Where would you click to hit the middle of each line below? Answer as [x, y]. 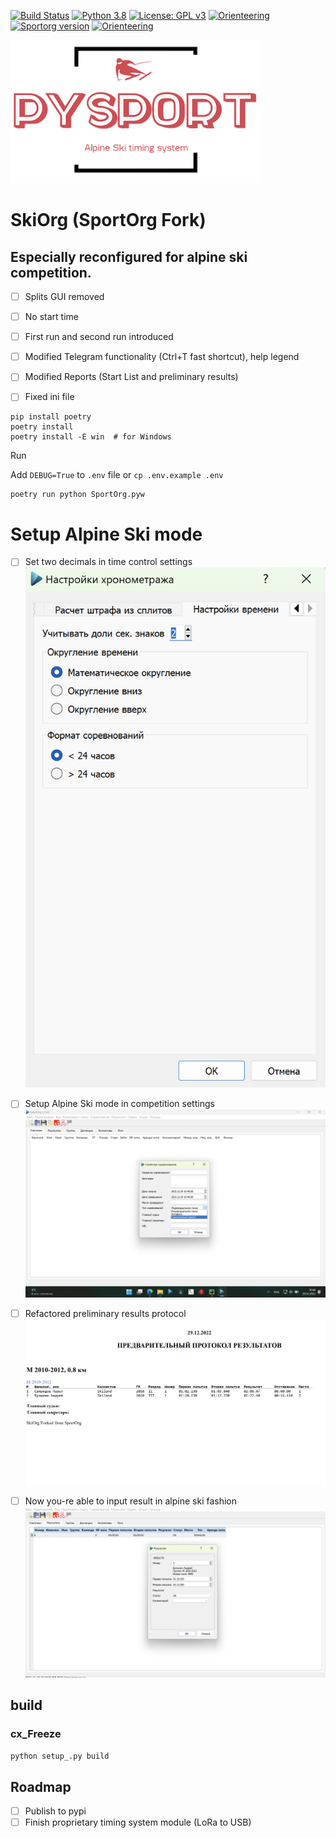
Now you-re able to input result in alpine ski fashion [131, 1501]
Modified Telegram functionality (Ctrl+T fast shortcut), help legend [162, 357]
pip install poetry [51, 417]
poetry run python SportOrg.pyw [77, 495]
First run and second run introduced [99, 337]
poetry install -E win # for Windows [91, 437]
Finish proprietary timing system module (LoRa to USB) [138, 1822]
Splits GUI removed [64, 296]
